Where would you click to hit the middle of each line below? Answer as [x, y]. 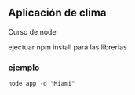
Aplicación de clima [57, 13]
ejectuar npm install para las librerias [67, 47]
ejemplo [24, 68]
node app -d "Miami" [42, 84]
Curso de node [32, 31]
